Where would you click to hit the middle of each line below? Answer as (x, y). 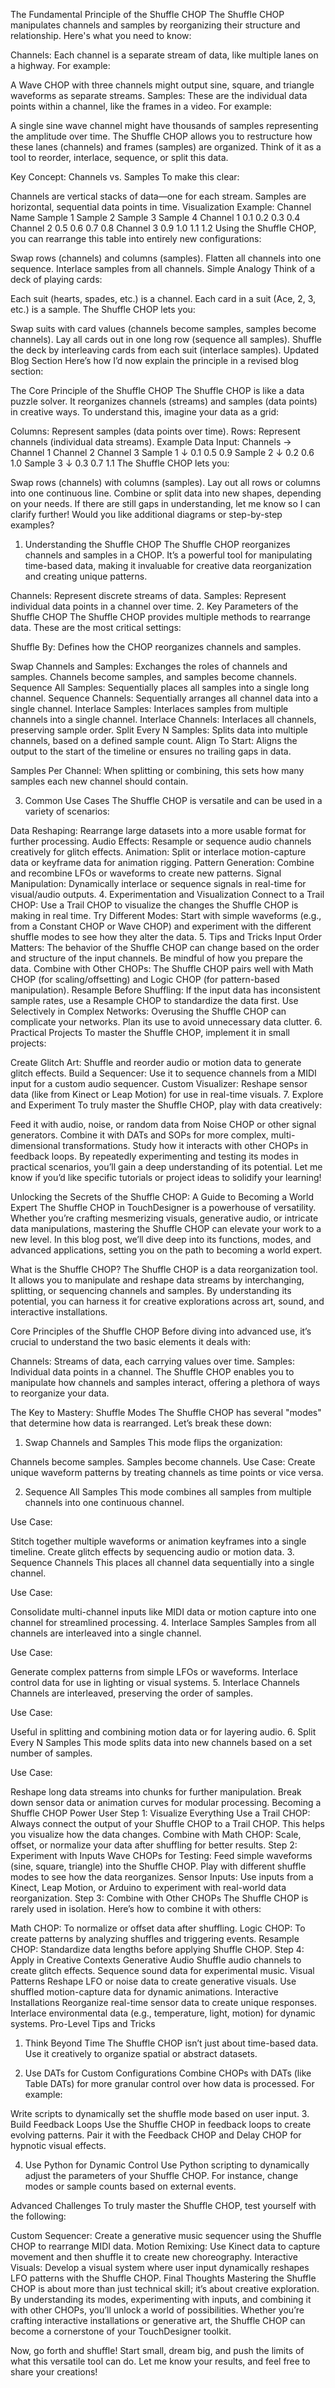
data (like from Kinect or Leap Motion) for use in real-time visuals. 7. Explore (167, 1094)
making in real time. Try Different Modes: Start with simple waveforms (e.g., (166, 915)
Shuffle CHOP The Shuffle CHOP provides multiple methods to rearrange (160, 617)
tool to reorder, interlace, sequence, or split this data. (119, 157)
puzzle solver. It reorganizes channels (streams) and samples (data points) (164, 401)
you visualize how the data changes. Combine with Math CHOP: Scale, (156, 1834)
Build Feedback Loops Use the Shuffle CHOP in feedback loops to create (161, 2124)
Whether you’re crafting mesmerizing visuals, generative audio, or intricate (164, 1218)
